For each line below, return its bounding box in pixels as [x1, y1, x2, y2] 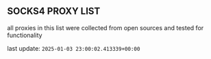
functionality [7, 31, 42, 39]
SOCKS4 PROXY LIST [7, 5, 101, 17]
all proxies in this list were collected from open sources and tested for [7, 23, 204, 32]
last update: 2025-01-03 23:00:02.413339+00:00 [7, 44, 140, 52]
